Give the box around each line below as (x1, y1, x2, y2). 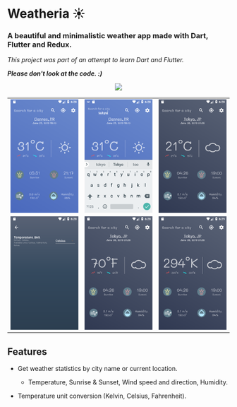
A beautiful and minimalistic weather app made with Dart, (7, 31, 209, 41)
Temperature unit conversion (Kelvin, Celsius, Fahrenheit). (17, 391, 187, 401)
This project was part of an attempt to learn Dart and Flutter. (7, 56, 184, 64)
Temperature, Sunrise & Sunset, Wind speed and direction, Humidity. (28, 378, 228, 387)
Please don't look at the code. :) (7, 69, 102, 78)
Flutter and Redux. (7, 40, 72, 49)
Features (7, 346, 47, 358)
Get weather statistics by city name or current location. (17, 365, 178, 373)
